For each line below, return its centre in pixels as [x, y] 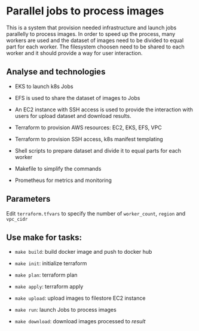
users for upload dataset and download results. [73, 116]
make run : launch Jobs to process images [65, 310]
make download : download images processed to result [80, 321]
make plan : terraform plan [46, 275]
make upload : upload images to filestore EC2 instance [80, 298]
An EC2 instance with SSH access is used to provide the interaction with [104, 110]
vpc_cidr [17, 219]
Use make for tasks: [44, 237]
